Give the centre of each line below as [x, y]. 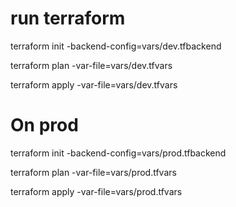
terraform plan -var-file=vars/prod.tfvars [93, 172]
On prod [44, 125]
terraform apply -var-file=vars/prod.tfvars [96, 191]
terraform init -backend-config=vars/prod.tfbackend [118, 153]
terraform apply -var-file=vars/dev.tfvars [94, 84]
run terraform [68, 18]
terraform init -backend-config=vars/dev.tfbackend [116, 46]
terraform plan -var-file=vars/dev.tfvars [91, 65]
